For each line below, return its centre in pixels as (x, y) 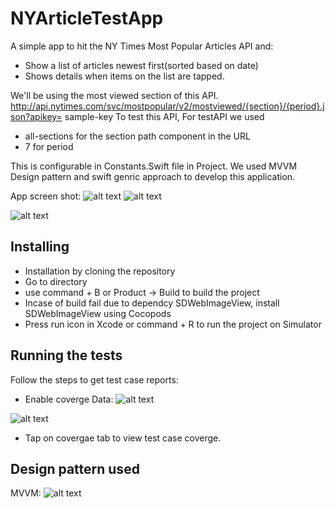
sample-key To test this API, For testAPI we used (164, 116)
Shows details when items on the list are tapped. (124, 76)
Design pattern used (75, 468)
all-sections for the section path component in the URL (137, 136)
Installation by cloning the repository (100, 271)
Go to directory (56, 281)
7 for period (49, 146)
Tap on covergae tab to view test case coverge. (123, 438)
